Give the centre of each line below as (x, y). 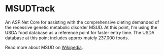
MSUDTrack (30, 9)
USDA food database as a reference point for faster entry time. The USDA (80, 32)
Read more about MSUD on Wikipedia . (44, 47)
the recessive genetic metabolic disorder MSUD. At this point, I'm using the (81, 27)
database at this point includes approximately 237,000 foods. (67, 38)
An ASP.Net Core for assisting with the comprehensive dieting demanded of (82, 22)
